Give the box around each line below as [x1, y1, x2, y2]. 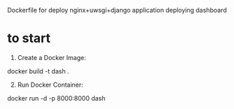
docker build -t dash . [7, 66, 69, 75]
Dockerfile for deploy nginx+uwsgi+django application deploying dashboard [7, 6, 227, 14]
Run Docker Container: [17, 80, 84, 89]
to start [7, 31, 51, 46]
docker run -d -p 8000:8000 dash [7, 94, 106, 102]
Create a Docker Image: [17, 53, 86, 61]
